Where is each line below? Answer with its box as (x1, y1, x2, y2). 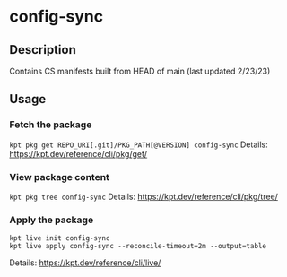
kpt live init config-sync (9, 234, 110, 243)
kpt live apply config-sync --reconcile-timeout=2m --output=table (9, 242, 267, 251)
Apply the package (9, 213, 94, 226)
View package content (9, 170, 110, 183)
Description (9, 42, 76, 57)
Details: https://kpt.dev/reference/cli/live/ (9, 257, 161, 268)
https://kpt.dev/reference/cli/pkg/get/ (9, 148, 148, 159)
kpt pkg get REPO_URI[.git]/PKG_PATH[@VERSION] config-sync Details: (9, 139, 268, 150)
